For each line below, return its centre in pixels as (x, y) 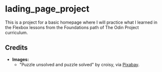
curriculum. (16, 32)
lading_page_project (47, 9)
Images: (20, 59)
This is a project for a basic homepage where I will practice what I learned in (81, 22)
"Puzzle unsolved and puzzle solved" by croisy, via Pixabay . (79, 64)
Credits (16, 48)
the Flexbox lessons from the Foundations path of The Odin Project (72, 27)
